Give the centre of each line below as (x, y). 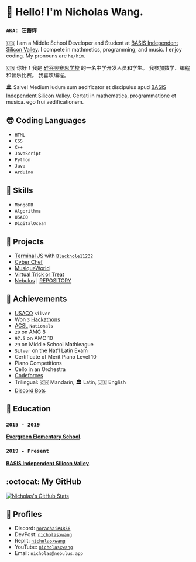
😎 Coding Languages (46, 120)
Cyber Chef (28, 262)
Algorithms (28, 211)
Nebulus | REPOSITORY (43, 280)
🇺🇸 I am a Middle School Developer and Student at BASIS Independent (92, 43)
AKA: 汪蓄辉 (21, 31)
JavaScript (28, 154)
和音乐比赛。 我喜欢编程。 (37, 75)
